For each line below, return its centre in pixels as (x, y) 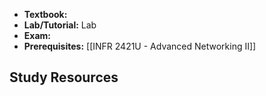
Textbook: (45, 14)
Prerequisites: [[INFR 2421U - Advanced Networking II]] (140, 46)
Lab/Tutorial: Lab (60, 25)
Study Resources (64, 77)
